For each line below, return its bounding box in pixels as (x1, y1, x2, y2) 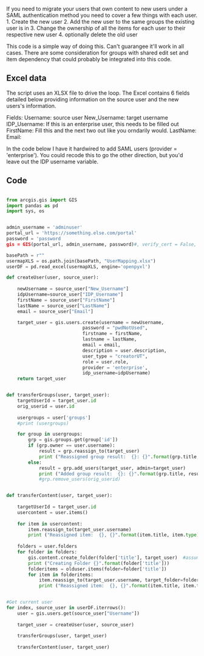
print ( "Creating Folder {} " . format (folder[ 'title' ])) (28, 560, 170, 566)
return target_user (17, 376, 67, 382)
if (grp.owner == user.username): (28, 442, 115, 448)
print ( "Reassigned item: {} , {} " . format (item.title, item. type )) (28, 532, 202, 538)
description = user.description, (82, 347, 167, 354)
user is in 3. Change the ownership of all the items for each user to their (6, 24, 186, 32)
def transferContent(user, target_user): (6, 493, 113, 499)
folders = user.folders (17, 543, 78, 550)
